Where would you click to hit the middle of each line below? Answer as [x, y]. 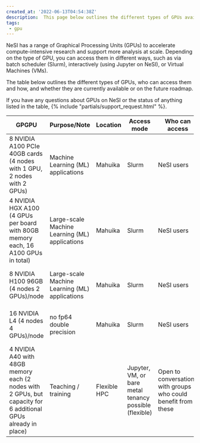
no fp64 [61, 317]
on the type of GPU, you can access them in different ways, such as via [94, 58]
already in [23, 424]
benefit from [175, 402]
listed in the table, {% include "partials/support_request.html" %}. [87, 107]
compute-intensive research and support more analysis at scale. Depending [99, 52]
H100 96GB [26, 281]
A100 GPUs [26, 253]
